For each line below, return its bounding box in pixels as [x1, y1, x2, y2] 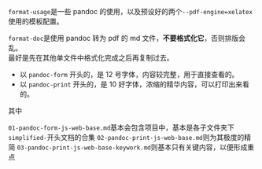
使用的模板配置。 [8, 17, 64, 26]
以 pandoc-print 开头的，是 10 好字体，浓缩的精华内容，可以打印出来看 [19, 79, 249, 89]
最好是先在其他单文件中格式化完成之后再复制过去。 [8, 53, 174, 62]
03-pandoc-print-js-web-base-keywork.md [17, 144, 151, 152]
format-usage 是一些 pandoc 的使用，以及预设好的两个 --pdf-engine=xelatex [8, 7, 253, 16]
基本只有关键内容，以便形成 [157, 142, 248, 152]
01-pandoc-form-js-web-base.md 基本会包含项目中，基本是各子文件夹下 [8, 123, 234, 132]
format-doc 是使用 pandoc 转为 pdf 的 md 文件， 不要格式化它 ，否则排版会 [8, 34, 246, 42]
